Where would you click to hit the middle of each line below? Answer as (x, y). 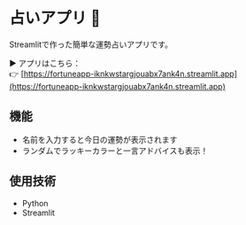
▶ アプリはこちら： (45, 63)
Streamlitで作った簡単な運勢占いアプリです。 (91, 44)
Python (35, 203)
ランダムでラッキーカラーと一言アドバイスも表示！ (115, 151)
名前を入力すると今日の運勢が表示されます (100, 139)
